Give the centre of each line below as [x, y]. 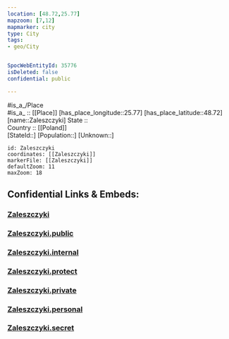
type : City [23, 34]
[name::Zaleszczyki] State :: [48, 120]
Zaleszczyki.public [41, 233]
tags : [15, 40]
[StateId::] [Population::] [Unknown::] [61, 135]
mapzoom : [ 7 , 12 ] [31, 20]
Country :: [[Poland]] [37, 127]
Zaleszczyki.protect [42, 271]
